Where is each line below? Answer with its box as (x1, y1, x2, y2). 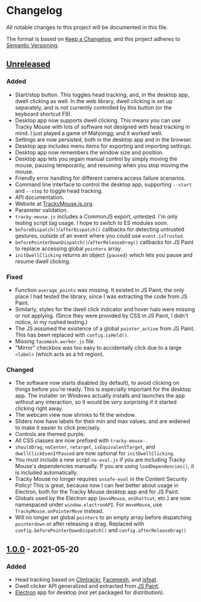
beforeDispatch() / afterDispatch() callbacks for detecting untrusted (14, 226, 185, 233)
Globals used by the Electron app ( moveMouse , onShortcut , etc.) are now (14, 495, 191, 502)
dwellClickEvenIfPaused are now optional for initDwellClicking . (14, 450, 175, 457)
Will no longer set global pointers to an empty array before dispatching (14, 514, 192, 521)
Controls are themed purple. (14, 431, 85, 438)
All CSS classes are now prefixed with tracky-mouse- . (14, 437, 147, 444)
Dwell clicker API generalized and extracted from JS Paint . (14, 582, 160, 589)
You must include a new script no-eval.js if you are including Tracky (14, 456, 186, 463)
